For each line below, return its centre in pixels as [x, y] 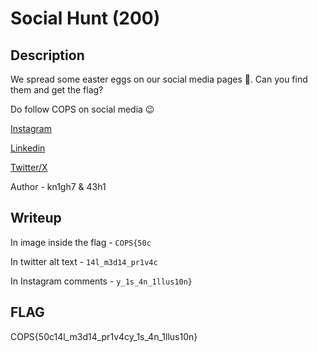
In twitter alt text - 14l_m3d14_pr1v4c [84, 261]
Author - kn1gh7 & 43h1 [58, 186]
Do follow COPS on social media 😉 [82, 109]
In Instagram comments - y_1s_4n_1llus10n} [101, 281]
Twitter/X [29, 167]
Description [47, 55]
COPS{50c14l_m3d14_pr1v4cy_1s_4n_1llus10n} [104, 336]
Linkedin [28, 148]
